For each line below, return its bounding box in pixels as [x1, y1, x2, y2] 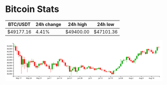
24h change [35, 21, 61, 27]
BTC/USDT [8, 21, 31, 27]
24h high [67, 21, 87, 27]
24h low [96, 21, 114, 27]
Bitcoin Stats [5, 3, 59, 15]
